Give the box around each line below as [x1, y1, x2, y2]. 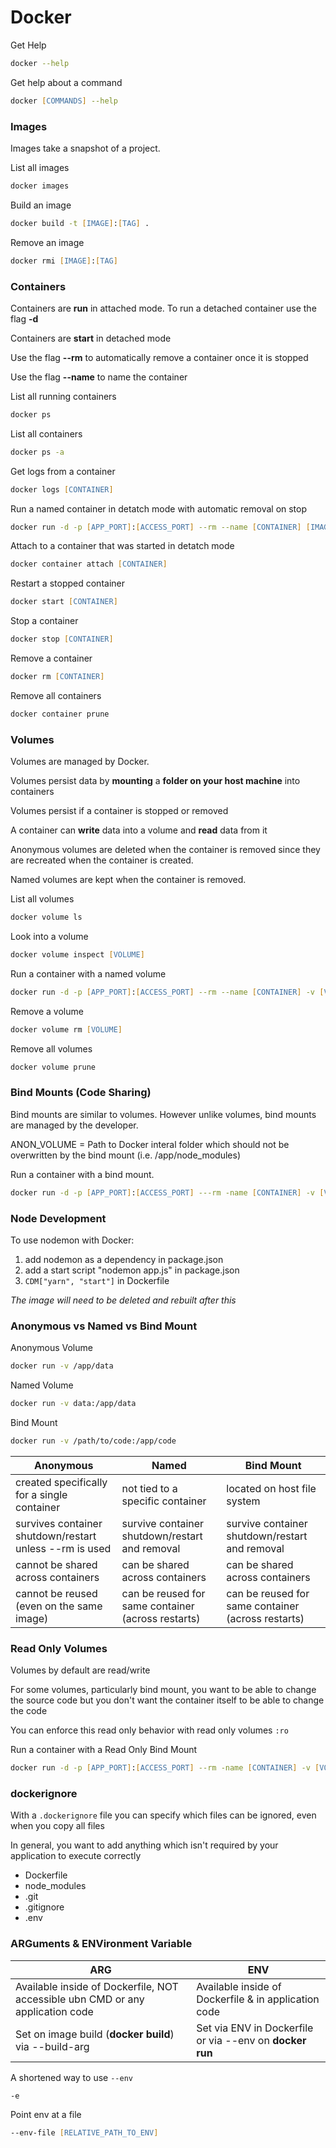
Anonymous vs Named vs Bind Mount [10, 1319, 198, 1333]
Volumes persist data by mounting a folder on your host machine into [10, 775, 301, 787]
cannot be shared [15, 1557, 98, 1571]
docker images [10, 181, 70, 191]
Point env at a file [10, 2109, 82, 2121]
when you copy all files [10, 1820, 105, 1832]
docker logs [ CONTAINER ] [10, 484, 114, 495]
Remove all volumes [10, 1042, 93, 1055]
